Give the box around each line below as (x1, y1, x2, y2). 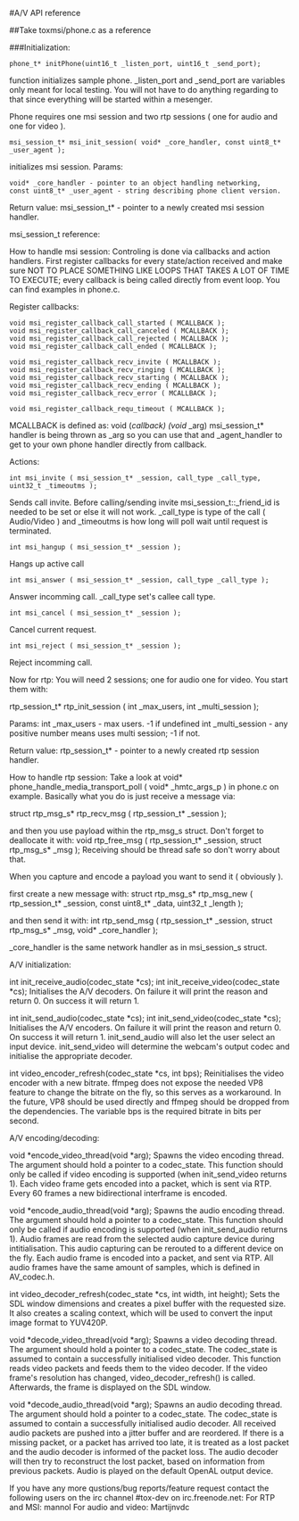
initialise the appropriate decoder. (9, 1051, 133, 1061)
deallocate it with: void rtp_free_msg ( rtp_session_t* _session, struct (9, 835, 262, 846)
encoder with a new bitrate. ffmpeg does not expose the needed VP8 (9, 1078, 264, 1087)
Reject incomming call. (9, 657, 93, 667)
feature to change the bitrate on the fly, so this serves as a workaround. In (9, 1087, 281, 1097)
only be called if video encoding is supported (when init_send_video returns (9, 1169, 287, 1179)
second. (9, 1115, 39, 1126)
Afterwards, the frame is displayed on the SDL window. (9, 1382, 212, 1393)
